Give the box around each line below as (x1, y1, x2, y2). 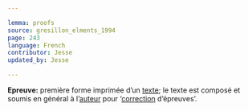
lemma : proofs (7, 18, 55, 27)
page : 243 (7, 34, 41, 42)
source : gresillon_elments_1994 (7, 26, 116, 35)
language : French (7, 41, 66, 49)
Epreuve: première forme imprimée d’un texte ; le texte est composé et (7, 85, 241, 95)
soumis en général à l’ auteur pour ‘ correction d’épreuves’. (7, 94, 197, 103)
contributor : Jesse (7, 49, 73, 57)
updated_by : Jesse (7, 56, 69, 64)
